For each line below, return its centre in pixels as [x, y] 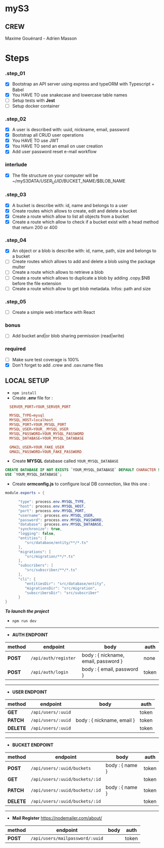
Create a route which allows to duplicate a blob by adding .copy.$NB [81, 278]
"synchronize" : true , [40, 529]
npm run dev [24, 621]
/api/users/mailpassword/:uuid [67, 838]
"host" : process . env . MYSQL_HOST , [52, 506]
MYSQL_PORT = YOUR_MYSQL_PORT [38, 425]
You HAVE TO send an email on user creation [58, 146]
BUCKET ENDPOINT [33, 745]
